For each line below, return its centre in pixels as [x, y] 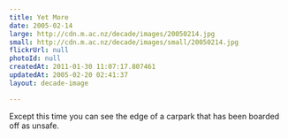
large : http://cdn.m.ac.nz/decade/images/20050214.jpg [112, 34]
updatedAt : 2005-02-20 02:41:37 [68, 75]
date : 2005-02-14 [41, 26]
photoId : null [35, 58]
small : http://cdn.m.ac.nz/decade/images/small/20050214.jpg [124, 42]
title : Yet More [39, 17]
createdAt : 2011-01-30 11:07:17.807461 [83, 67]
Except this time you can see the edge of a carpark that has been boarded [144, 116]
